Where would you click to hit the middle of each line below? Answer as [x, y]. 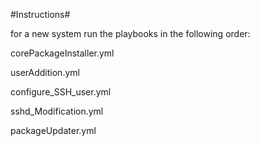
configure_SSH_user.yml [61, 92]
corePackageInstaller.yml [62, 53]
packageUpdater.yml [53, 130]
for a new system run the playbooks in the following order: [130, 33]
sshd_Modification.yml [57, 111]
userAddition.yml [45, 72]
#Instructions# [40, 14]
